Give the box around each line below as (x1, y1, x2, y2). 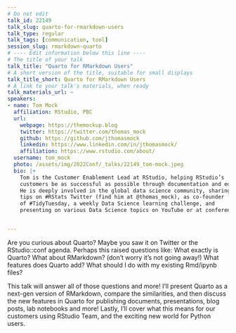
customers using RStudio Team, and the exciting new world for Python (7, 311, 211, 320)
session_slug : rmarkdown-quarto (7, 43, 102, 50)
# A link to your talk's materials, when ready (7, 82, 150, 89)
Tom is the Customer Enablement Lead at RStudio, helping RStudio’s (20, 174, 225, 181)
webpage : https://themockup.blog (20, 121, 118, 129)
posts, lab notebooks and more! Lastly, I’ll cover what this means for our (7, 304, 216, 313)
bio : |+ (13, 167, 37, 175)
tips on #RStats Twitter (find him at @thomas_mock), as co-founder (20, 194, 225, 201)
